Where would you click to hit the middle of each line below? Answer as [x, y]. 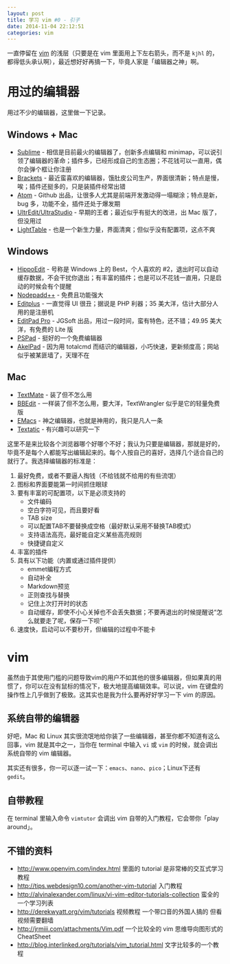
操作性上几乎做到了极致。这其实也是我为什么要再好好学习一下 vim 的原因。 [113, 694]
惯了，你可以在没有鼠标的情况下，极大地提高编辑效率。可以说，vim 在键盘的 [115, 686]
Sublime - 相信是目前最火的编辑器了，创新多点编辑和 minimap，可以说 [117, 152]
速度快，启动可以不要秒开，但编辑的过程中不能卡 [86, 629]
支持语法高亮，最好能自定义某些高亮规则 [84, 534]
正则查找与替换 [48, 595]
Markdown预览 [48, 586]
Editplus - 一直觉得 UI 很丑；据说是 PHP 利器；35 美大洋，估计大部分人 [117, 303]
